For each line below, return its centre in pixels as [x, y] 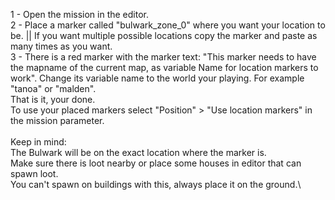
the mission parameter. [57, 120]
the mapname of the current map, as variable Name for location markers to [164, 67]
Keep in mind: [38, 142]
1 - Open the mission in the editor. [79, 14]
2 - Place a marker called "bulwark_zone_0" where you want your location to [168, 25]
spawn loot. [34, 173]
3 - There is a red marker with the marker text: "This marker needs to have [163, 57]
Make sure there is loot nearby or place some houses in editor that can [156, 163]
